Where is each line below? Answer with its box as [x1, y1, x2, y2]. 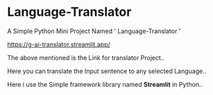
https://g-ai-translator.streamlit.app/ [7, 40, 111, 48]
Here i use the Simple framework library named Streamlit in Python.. [7, 80, 203, 88]
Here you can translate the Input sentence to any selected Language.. [7, 67, 207, 75]
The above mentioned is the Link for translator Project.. [7, 53, 165, 62]
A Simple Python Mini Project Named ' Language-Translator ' [7, 27, 181, 35]
